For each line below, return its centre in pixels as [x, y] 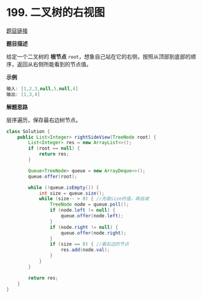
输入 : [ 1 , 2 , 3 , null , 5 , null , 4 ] [42, 89]
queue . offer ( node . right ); [93, 233]
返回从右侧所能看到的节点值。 [54, 64]
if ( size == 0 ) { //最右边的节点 [89, 244]
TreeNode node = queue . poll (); [89, 205]
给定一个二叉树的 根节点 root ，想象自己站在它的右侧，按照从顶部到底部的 [99, 56]
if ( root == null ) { [54, 148]
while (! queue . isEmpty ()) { [64, 187]
